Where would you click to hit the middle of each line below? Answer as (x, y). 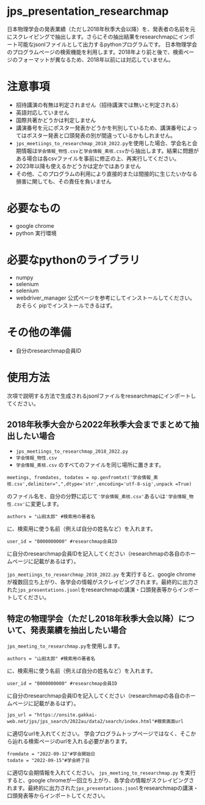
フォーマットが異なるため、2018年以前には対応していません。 (95, 59)
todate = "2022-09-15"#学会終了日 (49, 761)
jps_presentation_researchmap (88, 11)
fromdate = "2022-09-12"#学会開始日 (51, 754)
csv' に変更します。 (38, 504)
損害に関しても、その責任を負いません (63, 181)
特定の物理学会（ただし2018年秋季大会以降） (93, 618)
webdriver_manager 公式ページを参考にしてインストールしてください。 (106, 298)
